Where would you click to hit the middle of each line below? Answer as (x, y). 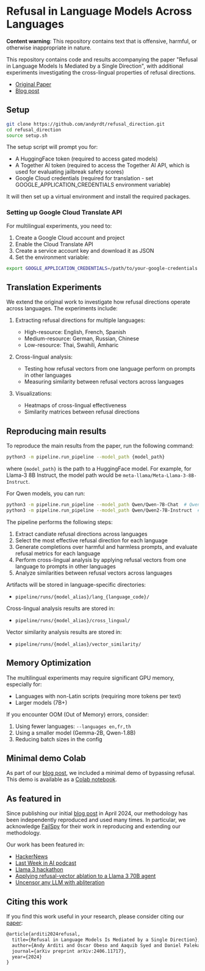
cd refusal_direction (34, 129)
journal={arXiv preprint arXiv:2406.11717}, (69, 951)
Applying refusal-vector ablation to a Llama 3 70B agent (85, 876)
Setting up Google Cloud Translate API (64, 213)
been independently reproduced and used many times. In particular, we (96, 820)
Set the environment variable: (52, 257)
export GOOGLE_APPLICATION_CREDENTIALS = (59, 268)
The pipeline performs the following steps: (59, 522)
